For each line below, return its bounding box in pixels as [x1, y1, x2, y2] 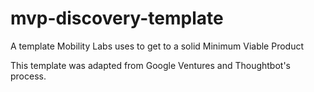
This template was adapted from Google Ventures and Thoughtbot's [10, 59, 291, 71]
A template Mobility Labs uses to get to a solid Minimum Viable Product [10, 40, 305, 52]
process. [10, 70, 47, 82]
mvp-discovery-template [10, 7, 224, 30]
